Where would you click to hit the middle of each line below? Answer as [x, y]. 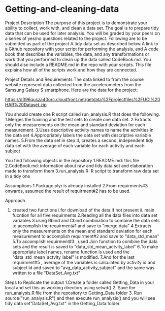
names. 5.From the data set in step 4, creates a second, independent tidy [79, 140]
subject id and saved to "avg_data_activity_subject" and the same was [83, 268]
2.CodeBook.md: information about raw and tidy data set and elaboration [79, 166]
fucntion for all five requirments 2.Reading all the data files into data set [85, 215]
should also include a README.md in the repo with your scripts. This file [78, 65]
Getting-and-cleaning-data [62, 9]
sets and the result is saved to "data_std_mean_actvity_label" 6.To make [85, 246]
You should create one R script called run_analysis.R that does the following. [82, 114]
